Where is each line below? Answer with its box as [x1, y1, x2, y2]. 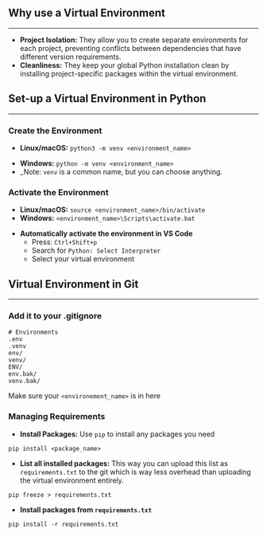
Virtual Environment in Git [8, 277, 139, 291]
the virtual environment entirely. [19, 475, 125, 485]
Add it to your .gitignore [8, 310, 102, 321]
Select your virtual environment [31, 254, 135, 264]
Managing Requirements [8, 411, 106, 422]
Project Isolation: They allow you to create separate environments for [19, 35, 249, 45]
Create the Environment [8, 125, 103, 136]
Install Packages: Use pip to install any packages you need [19, 429, 215, 439]
